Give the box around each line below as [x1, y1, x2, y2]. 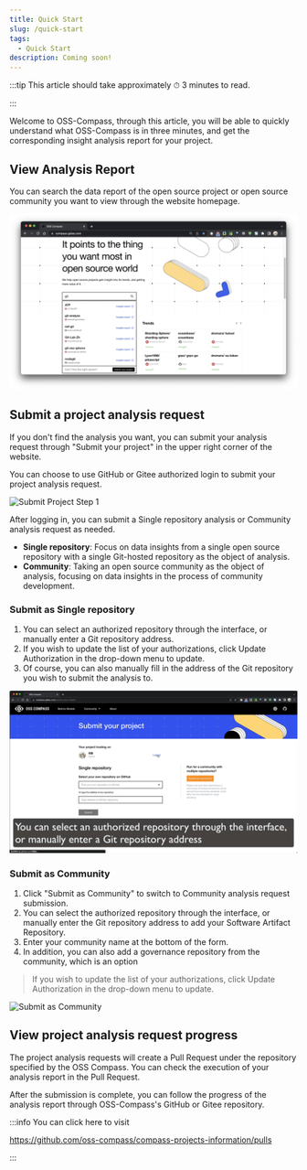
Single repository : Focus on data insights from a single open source [22, 541, 281, 553]
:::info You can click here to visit [9, 1116, 130, 1127]
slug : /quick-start [9, 24, 84, 34]
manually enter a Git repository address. [22, 634, 175, 645]
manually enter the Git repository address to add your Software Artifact [22, 917, 291, 928]
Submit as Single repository [9, 603, 135, 616]
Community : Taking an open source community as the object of [22, 561, 265, 572]
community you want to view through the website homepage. [9, 195, 240, 206]
